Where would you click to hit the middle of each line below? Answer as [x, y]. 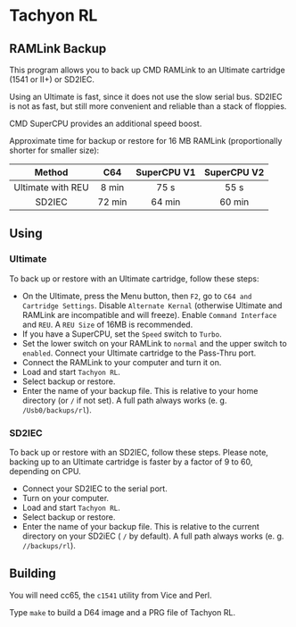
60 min [234, 202]
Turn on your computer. [66, 497]
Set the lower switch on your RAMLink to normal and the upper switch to [154, 343]
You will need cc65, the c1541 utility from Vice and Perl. [111, 595]
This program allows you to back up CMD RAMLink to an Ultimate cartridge [147, 70]
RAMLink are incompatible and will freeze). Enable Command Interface [149, 314]
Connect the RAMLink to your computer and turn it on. [122, 362]
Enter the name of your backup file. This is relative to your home [140, 390]
